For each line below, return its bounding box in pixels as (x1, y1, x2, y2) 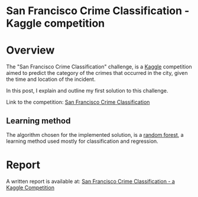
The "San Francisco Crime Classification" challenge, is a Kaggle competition (6, 63, 192, 70)
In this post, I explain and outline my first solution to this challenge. (6, 87, 168, 94)
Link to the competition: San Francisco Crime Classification (6, 98, 150, 106)
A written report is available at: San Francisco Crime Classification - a (6, 178, 176, 185)
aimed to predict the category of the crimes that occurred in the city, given (6, 70, 188, 77)
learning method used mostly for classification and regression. (6, 137, 158, 145)
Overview (6, 44, 55, 57)
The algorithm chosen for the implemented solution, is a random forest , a (6, 131, 184, 138)
